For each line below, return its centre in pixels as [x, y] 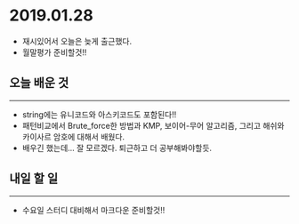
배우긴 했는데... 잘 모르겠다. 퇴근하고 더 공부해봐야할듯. [117, 148]
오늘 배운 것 [39, 83]
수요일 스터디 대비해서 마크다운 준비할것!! [93, 210]
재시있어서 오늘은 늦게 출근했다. [77, 41]
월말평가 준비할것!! [54, 52]
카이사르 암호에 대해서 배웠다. [73, 136]
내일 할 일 [34, 179]
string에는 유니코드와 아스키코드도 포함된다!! [99, 114]
